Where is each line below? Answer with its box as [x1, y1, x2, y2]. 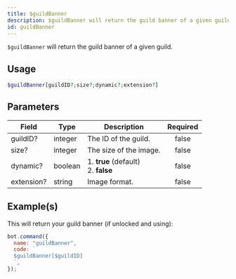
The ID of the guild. [87, 134, 151, 143]
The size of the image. [87, 145, 161, 155]
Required [167, 122, 199, 131]
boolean [53, 161, 81, 171]
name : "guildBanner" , [13, 240, 77, 247]
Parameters [7, 101, 60, 113]
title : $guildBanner [7, 10, 68, 18]
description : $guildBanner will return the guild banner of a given [7, 17, 212, 24]
